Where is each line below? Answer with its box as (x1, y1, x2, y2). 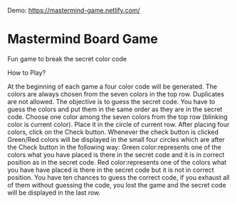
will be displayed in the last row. (7, 188, 101, 197)
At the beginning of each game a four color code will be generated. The (7, 82, 218, 91)
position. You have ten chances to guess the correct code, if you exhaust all (7, 173, 230, 181)
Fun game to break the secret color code (7, 54, 127, 63)
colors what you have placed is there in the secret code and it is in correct (7, 150, 225, 159)
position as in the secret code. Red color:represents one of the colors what (7, 158, 227, 166)
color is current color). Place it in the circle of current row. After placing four (7, 120, 230, 128)
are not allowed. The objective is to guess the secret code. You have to (7, 97, 216, 106)
